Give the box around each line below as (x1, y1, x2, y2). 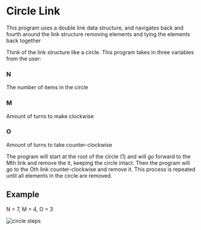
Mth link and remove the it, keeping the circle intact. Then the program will (6, 159, 190, 166)
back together (6, 37, 41, 44)
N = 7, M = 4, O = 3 (6, 205, 53, 213)
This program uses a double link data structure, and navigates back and (6, 24, 184, 31)
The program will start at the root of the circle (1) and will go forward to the (6, 152, 191, 160)
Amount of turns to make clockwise (6, 113, 94, 120)
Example (6, 190, 40, 200)
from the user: (6, 55, 41, 62)
